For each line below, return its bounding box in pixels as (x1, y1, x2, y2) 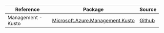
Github (139, 17, 155, 23)
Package (82, 6, 104, 12)
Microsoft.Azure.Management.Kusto (52, 17, 135, 23)
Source (139, 6, 157, 12)
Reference (15, 6, 40, 12)
